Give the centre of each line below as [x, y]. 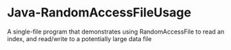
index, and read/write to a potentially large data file [79, 38]
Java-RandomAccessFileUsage [99, 13]
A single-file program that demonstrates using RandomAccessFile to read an [116, 32]
